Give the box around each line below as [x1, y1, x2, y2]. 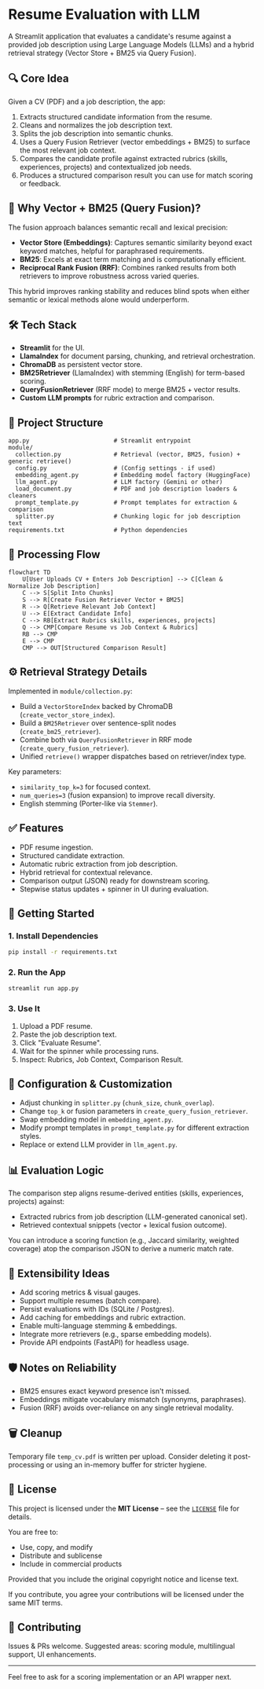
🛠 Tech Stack [8, 318, 77, 332]
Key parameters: [8, 766, 61, 776]
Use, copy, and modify [19, 1542, 93, 1551]
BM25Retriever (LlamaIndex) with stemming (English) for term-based [19, 368, 245, 378]
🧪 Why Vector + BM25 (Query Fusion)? [8, 202, 202, 215]
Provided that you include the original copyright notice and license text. [8, 1574, 240, 1584]
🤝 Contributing [8, 1621, 82, 1634]
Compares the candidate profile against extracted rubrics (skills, [19, 153, 228, 163]
